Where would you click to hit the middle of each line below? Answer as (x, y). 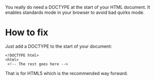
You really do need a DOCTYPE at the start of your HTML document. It (78, 7)
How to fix (27, 33)
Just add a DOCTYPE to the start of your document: (59, 46)
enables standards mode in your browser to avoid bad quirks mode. (75, 12)
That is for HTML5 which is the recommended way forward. (67, 73)
